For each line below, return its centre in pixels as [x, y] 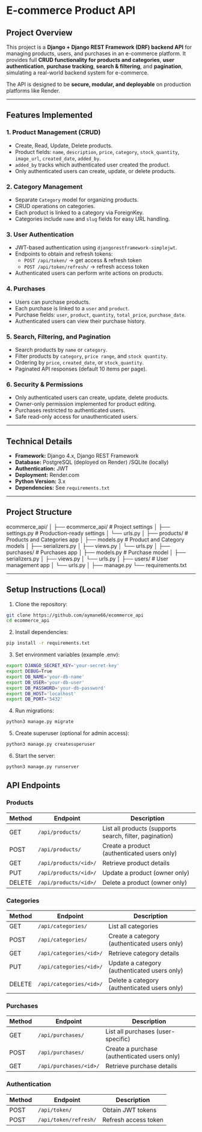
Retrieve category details [144, 953]
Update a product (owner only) [146, 873]
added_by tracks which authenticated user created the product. [92, 165]
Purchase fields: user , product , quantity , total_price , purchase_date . [100, 315]
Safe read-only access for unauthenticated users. [76, 417]
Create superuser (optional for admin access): [72, 733]
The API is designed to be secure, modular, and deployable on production [99, 84]
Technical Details [39, 441]
